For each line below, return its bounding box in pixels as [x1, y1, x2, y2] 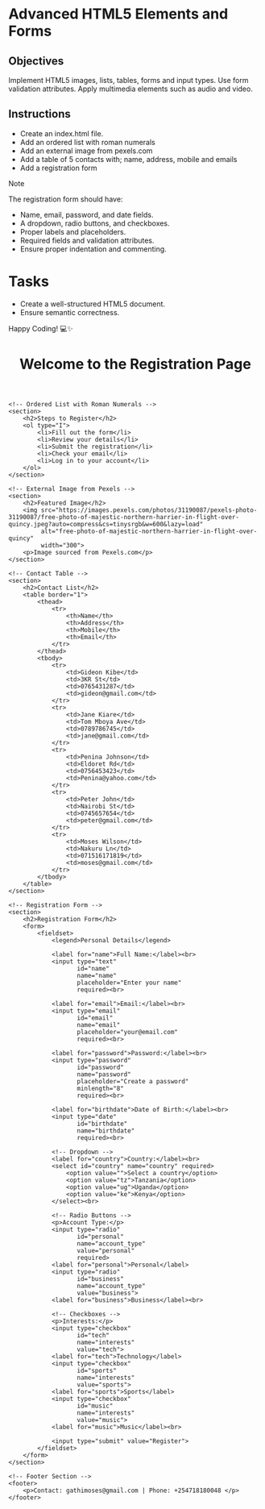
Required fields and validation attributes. [19, 235, 155, 245]
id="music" [77, 1402, 114, 1410]
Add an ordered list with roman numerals [19, 137, 155, 147]
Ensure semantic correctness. [19, 307, 120, 317]
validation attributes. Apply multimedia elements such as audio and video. [8, 84, 254, 94]
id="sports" [77, 1366, 117, 1374]
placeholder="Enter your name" [77, 979, 182, 987]
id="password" [77, 1063, 125, 1071]
